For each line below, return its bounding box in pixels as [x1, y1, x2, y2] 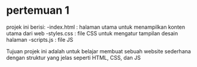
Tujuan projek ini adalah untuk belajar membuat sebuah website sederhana [6, 47, 192, 54]
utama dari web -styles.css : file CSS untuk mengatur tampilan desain [6, 29, 178, 36]
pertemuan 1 [6, 4, 70, 17]
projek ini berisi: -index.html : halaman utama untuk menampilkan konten [6, 23, 186, 31]
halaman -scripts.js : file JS [6, 36, 74, 43]
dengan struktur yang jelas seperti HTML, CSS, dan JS [6, 54, 141, 61]
